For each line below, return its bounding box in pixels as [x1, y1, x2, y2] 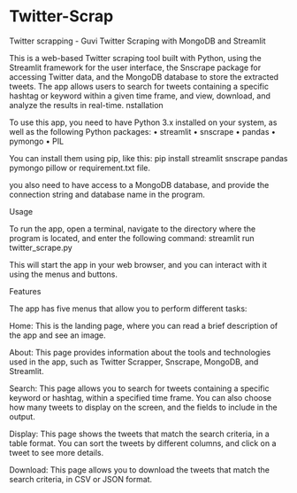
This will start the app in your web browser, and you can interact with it [9, 259, 268, 270]
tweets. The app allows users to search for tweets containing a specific [9, 81, 270, 91]
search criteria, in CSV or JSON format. [9, 473, 153, 484]
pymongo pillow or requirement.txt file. [9, 162, 151, 173]
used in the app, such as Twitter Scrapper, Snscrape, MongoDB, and [9, 356, 259, 367]
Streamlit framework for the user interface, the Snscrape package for [9, 62, 262, 73]
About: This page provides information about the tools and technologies [9, 347, 271, 357]
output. [9, 411, 35, 422]
